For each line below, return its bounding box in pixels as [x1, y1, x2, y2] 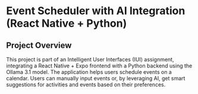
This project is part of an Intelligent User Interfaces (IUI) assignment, [6, 56, 174, 63]
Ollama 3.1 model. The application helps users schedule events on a [6, 69, 172, 75]
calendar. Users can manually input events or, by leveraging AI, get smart [6, 75, 186, 82]
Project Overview [6, 40, 72, 50]
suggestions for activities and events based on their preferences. [6, 81, 166, 88]
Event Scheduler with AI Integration [6, 4, 186, 18]
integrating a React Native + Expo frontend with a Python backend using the [6, 62, 193, 69]
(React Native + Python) [6, 17, 127, 30]
